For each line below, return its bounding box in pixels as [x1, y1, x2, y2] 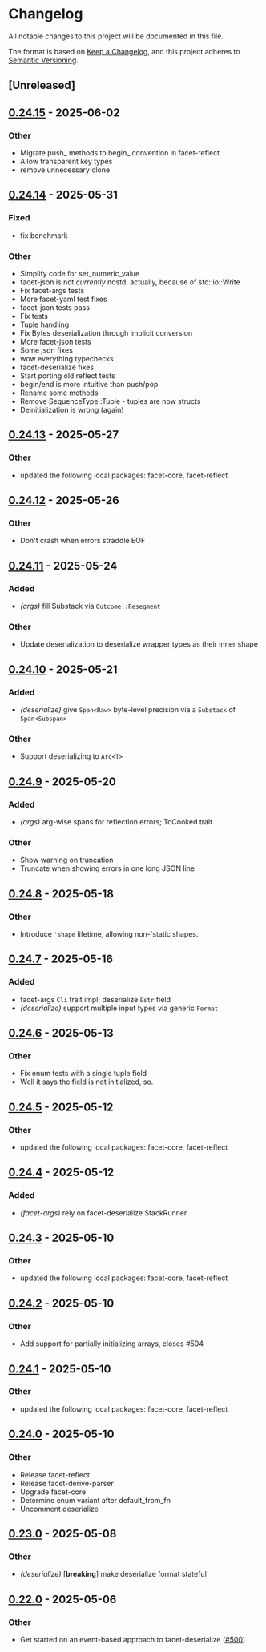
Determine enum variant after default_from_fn [19, 1495, 171, 1505]
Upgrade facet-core [19, 1487, 87, 1497]
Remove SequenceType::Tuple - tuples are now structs [19, 397, 201, 405]
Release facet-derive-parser [19, 1478, 114, 1488]
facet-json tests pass [19, 303, 91, 312]
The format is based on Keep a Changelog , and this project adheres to [8, 46, 240, 56]
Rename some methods [19, 388, 99, 397]
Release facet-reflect [19, 1469, 91, 1479]
